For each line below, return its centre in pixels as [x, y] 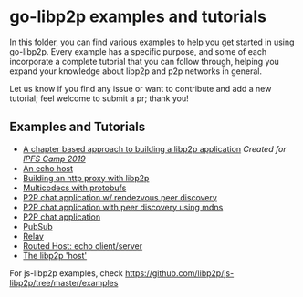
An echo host [48, 168]
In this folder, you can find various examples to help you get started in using [152, 42]
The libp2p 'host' [55, 255]
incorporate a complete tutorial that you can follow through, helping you [145, 61]
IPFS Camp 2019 [54, 159]
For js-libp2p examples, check [66, 273]
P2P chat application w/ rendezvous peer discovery [120, 197]
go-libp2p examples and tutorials [138, 17]
